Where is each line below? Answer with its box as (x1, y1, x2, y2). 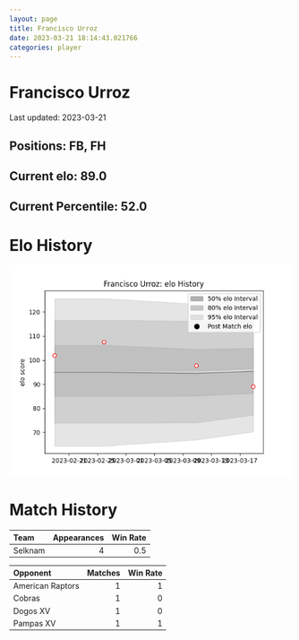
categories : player (9, 43, 82, 52)
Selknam (13, 545, 46, 556)
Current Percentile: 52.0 (9, 199, 148, 214)
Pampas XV (13, 618, 56, 628)
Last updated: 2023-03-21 (9, 112, 107, 123)
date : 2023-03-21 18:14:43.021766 (9, 33, 139, 42)
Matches (86, 567, 121, 578)
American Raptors (13, 581, 80, 592)
